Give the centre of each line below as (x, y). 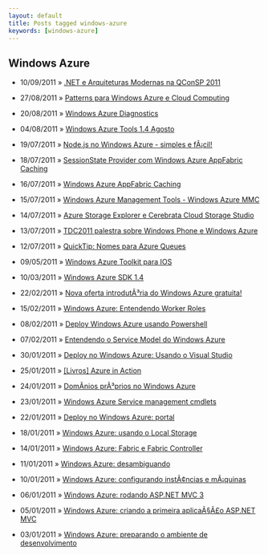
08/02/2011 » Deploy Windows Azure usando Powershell (114, 324)
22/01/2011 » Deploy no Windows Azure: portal (97, 417)
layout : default (35, 16)
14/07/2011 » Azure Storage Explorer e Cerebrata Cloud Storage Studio (137, 215)
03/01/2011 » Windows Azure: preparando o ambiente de (114, 535)
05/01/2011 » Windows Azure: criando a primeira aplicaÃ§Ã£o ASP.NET (138, 511)
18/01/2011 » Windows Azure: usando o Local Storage (108, 433)
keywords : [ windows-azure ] (53, 30)
